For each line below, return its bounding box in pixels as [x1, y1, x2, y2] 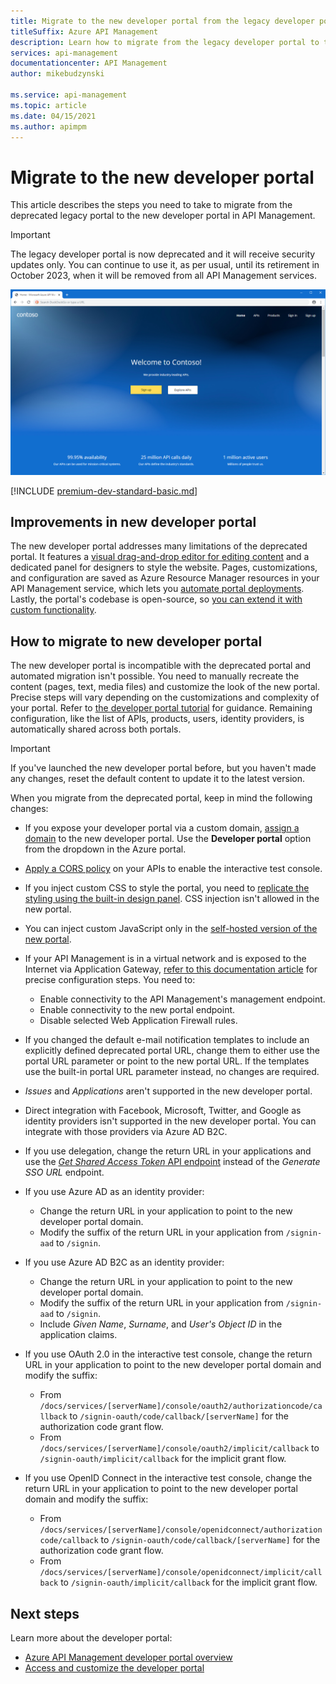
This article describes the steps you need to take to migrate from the [10, 199, 293, 211]
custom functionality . [10, 604, 97, 616]
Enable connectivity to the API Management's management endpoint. [39, 993, 326, 1005]
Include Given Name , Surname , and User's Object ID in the [39, 1318, 283, 1330]
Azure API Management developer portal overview [24, 1651, 233, 1664]
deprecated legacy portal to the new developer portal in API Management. [10, 210, 316, 222]
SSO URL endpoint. [24, 1166, 105, 1179]
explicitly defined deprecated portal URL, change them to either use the [24, 1045, 321, 1057]
